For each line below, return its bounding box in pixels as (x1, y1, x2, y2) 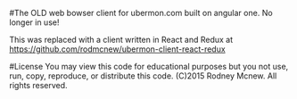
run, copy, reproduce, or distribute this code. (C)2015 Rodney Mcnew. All (9, 70, 277, 81)
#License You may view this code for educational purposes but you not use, (9, 62, 289, 71)
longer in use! (9, 17, 60, 28)
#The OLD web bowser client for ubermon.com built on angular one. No (9, 8, 274, 18)
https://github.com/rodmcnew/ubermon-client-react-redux (9, 44, 226, 54)
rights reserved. (9, 80, 69, 90)
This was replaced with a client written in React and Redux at (9, 35, 234, 45)
